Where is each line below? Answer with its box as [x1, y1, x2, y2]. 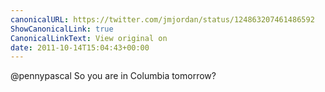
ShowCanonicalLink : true [10, 24, 114, 34]
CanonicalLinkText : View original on [10, 33, 168, 43]
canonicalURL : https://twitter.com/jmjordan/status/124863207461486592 [10, 14, 315, 25]
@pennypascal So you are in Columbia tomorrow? [10, 70, 217, 82]
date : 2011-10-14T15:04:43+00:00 [10, 42, 150, 53]
